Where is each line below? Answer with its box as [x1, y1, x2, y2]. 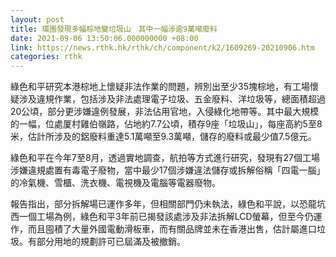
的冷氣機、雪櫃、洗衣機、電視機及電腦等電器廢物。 [10, 177, 221, 189]
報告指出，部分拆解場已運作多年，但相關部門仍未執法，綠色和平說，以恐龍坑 [10, 198, 326, 210]
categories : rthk [10, 52, 83, 62]
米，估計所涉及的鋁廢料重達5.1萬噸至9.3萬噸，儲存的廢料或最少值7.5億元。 [10, 131, 317, 143]
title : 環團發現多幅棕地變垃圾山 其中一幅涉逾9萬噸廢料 [10, 24, 218, 34]
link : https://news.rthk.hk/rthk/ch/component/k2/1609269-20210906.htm [10, 42, 315, 53]
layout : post [10, 14, 65, 25]
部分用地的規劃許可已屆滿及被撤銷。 [36, 236, 186, 248]
